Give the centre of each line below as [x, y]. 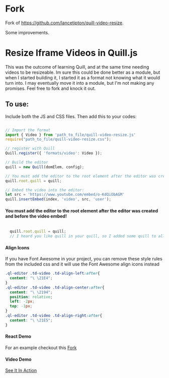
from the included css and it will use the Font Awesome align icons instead [82, 264]
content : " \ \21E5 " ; [31, 320]
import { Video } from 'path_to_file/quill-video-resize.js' [71, 135]
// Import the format [28, 130]
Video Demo [18, 359]
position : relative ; [31, 297]
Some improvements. [27, 32]
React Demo [18, 337]
